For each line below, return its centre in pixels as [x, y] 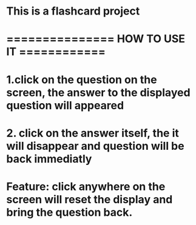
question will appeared [65, 105]
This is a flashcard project [73, 11]
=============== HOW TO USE [96, 39]
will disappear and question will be [95, 146]
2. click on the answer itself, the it [93, 133]
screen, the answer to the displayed [98, 92]
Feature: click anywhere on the [86, 186]
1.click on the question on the [82, 79]
